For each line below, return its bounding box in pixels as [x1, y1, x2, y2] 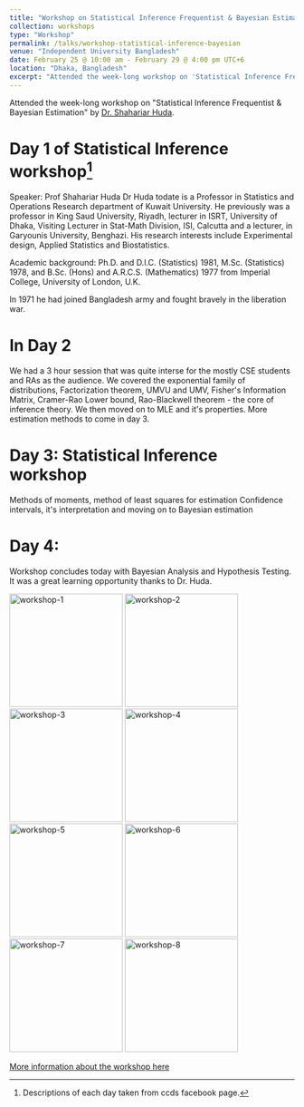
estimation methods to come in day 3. [9, 413, 150, 424]
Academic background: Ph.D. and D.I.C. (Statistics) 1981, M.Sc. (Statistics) [9, 257, 285, 268]
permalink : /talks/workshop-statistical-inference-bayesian [9, 38, 242, 48]
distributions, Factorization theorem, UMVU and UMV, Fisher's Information [9, 384, 287, 395]
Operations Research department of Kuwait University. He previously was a [9, 201, 290, 212]
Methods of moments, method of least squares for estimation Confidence [9, 494, 283, 505]
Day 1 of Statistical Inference [9, 138, 229, 159]
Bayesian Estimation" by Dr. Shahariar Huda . [9, 106, 175, 118]
